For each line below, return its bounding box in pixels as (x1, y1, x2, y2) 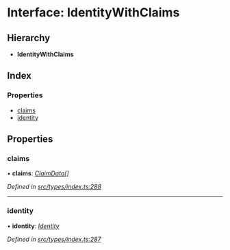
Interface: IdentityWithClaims (7, 5, 180, 21)
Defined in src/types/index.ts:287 (7, 235, 101, 243)
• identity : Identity (7, 221, 60, 230)
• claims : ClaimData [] (7, 169, 70, 177)
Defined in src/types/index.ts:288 (7, 183, 101, 191)
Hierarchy (7, 32, 51, 44)
